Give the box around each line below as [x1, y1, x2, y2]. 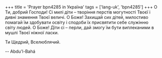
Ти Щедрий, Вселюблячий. [5, 39, 61, 45]
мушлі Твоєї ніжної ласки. [5, 30, 59, 35]
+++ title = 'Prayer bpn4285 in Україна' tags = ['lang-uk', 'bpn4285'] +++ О [5, 4, 158, 10]
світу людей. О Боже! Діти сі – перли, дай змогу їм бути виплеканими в [5, 25, 154, 30]
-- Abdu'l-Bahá [5, 48, 36, 54]
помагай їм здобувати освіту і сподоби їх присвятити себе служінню [5, 19, 149, 25]
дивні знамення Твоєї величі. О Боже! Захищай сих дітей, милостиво [5, 14, 148, 20]
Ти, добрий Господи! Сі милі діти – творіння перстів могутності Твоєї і [5, 9, 151, 15]
